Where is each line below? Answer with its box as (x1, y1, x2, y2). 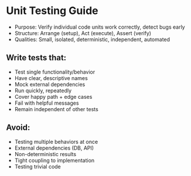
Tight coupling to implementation (14, 157, 95, 164)
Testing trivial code (14, 163, 62, 170)
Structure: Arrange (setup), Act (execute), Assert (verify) (14, 29, 151, 36)
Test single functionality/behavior (14, 68, 95, 75)
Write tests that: (6, 53, 67, 63)
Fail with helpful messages (14, 99, 79, 106)
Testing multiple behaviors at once (14, 138, 98, 145)
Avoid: (6, 123, 30, 133)
